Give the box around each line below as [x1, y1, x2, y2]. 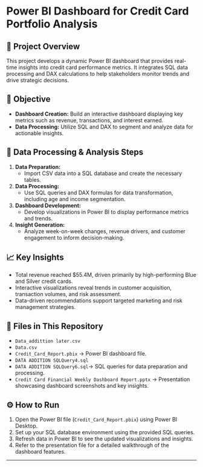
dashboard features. [14, 448, 66, 455]
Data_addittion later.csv [14, 338, 80, 345]
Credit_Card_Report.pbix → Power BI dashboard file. [14, 350, 147, 357]
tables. [24, 176, 41, 183]
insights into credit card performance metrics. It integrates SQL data [18, 64, 188, 71]
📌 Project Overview [6, 41, 80, 51]
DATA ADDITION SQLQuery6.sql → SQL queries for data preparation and [14, 363, 188, 370]
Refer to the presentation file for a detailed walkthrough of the [14, 442, 169, 449]
